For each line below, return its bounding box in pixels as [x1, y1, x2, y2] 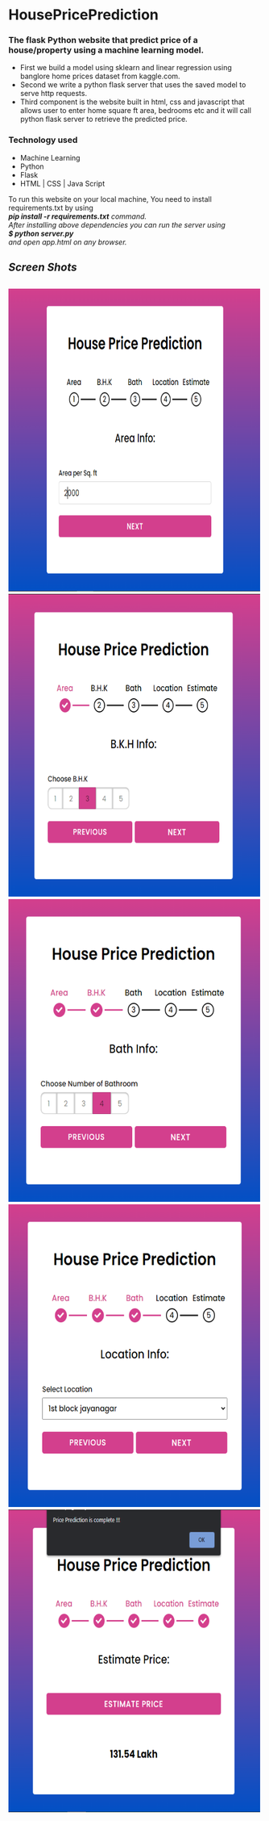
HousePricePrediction [8, 6, 159, 24]
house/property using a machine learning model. [8, 44, 204, 56]
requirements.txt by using [8, 203, 94, 212]
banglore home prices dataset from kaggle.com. [19, 71, 180, 82]
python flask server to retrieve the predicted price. [19, 115, 188, 124]
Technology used [8, 135, 78, 146]
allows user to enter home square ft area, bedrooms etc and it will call [19, 106, 252, 115]
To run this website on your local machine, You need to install [8, 194, 212, 203]
